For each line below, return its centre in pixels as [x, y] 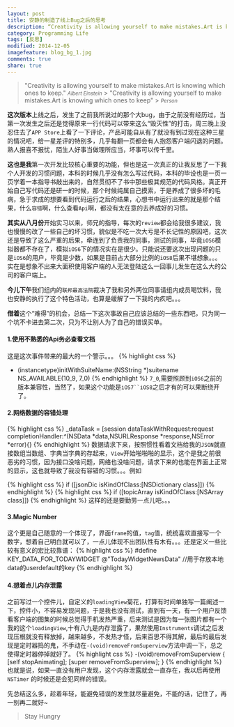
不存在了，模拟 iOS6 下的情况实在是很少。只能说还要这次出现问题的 [120, 249]
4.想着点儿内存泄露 [35, 585]
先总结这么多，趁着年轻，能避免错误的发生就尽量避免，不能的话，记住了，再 [117, 694]
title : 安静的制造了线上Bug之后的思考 [57, 20]
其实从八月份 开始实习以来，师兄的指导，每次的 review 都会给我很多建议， [111, 222]
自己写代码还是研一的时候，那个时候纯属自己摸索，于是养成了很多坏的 [114, 190]
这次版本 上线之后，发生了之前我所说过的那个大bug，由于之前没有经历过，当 [117, 114]
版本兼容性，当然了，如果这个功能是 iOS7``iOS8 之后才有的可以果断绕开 [118, 387]
